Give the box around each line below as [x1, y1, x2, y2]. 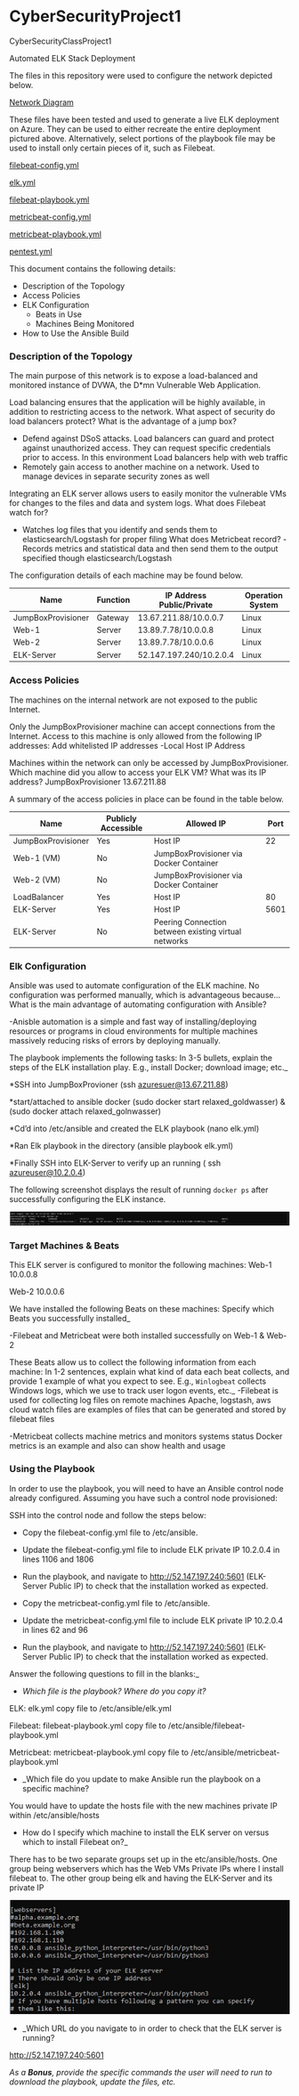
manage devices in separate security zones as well [21, 471, 210, 482]
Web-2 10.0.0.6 [9, 1287, 65, 1297]
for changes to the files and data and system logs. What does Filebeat [9, 498, 266, 508]
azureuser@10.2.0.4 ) [9, 1167, 86, 1178]
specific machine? [21, 1783, 90, 1793]
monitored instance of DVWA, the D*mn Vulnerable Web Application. [9, 380, 261, 391]
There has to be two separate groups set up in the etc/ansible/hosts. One [9, 1854, 278, 1864]
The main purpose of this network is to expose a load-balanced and [9, 370, 258, 381]
